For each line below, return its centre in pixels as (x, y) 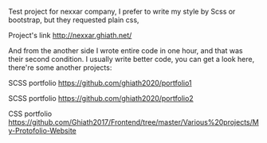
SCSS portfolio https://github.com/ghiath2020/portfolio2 (101, 98)
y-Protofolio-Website (43, 131)
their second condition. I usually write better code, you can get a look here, (132, 59)
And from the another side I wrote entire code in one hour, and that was (126, 50)
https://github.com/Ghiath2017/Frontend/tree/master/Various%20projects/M (133, 122)
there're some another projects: (60, 68)
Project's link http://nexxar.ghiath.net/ (70, 35)
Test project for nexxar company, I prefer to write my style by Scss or (122, 12)
